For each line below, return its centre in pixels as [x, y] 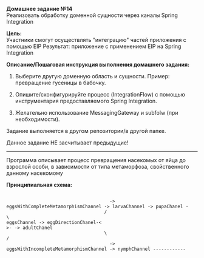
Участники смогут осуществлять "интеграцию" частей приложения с [97, 40]
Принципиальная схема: [39, 185]
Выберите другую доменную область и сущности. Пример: [92, 76]
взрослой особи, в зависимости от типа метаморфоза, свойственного [98, 167]
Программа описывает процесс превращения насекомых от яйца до [96, 160]
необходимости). [37, 119]
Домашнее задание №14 [39, 9]
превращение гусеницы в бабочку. [60, 83]
